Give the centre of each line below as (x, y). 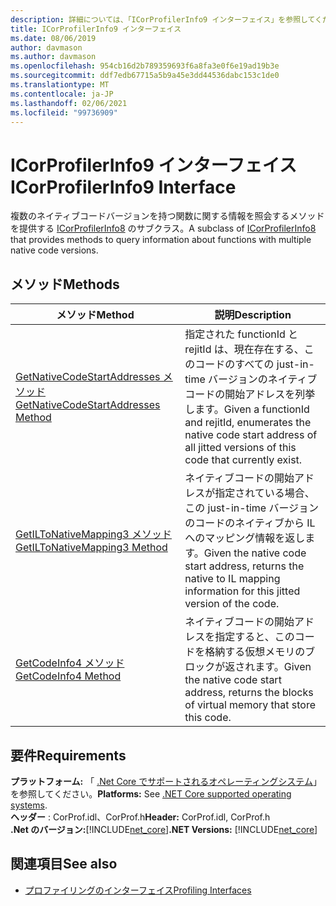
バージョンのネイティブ (263, 379)
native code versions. (54, 250)
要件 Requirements (68, 755)
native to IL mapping (232, 579)
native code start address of (251, 435)
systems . (29, 805)
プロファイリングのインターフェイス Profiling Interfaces (138, 890)
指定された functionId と (241, 334)
